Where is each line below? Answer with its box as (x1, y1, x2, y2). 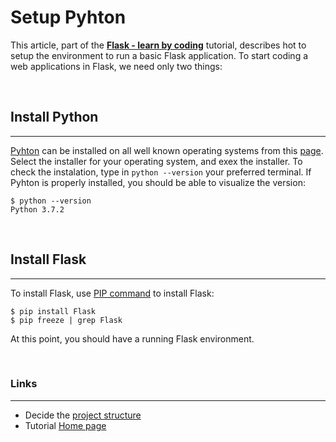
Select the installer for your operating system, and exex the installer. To (10, 155, 303, 167)
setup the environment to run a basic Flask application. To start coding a (10, 49, 309, 61)
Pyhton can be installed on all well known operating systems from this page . (10, 144, 324, 156)
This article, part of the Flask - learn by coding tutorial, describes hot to (10, 39, 307, 51)
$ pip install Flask (10, 306, 97, 316)
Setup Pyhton (10, 6, 127, 29)
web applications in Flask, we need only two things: (10, 60, 223, 72)
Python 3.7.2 (10, 204, 65, 215)
